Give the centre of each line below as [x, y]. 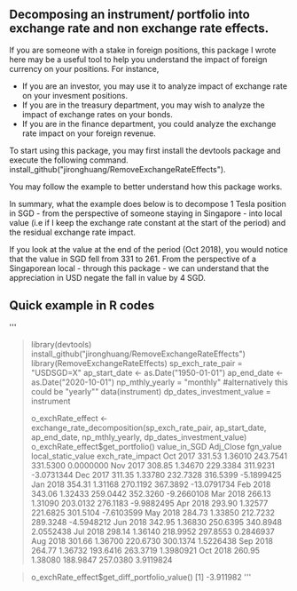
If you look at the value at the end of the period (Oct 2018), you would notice [148, 249]
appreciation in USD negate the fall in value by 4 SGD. [108, 277]
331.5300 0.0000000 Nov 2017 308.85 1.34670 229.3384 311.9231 [152, 465]
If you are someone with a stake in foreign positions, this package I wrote [143, 50]
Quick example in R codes [82, 306]
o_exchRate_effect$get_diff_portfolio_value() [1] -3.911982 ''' [141, 577]
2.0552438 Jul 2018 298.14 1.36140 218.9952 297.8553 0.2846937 [152, 531]
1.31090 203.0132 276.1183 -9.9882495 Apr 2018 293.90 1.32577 [149, 503]
